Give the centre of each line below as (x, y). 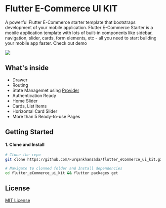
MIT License (18, 200)
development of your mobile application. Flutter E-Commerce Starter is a (79, 27)
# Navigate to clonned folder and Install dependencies (64, 169)
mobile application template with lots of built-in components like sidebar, (79, 33)
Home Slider (25, 101)
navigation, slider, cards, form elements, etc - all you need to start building (81, 38)
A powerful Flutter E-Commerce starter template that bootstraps (70, 22)
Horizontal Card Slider (35, 111)
